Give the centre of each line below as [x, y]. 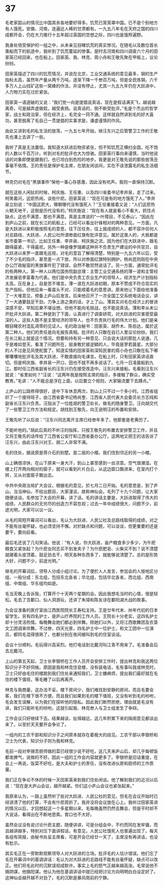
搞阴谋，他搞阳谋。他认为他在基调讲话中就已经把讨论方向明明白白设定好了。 [81, 871]
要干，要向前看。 [22, 532]
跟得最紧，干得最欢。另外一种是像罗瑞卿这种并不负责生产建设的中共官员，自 [81, 247]
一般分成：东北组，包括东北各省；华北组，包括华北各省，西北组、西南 [83, 577]
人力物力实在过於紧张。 [28, 92]
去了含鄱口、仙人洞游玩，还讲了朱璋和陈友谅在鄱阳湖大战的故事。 [83, 599]
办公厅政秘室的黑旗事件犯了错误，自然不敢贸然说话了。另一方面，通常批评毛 [81, 265]
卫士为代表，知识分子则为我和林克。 [41, 741]
